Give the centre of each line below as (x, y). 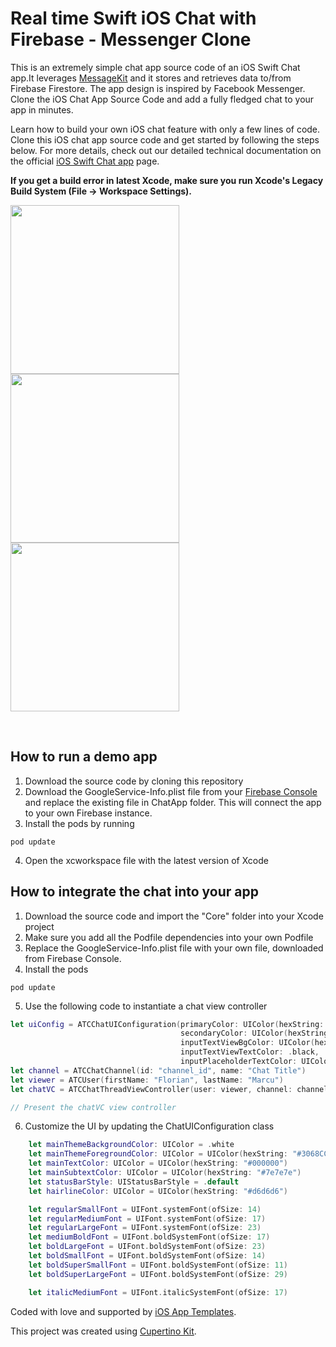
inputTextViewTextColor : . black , (250, 1052)
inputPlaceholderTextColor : (239, 1062)
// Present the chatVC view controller (93, 1107)
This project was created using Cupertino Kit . (103, 1331)
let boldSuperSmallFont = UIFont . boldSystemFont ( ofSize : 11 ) (158, 1265)
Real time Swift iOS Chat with (133, 18)
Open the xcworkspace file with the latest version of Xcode (146, 860)
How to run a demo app (84, 757)
